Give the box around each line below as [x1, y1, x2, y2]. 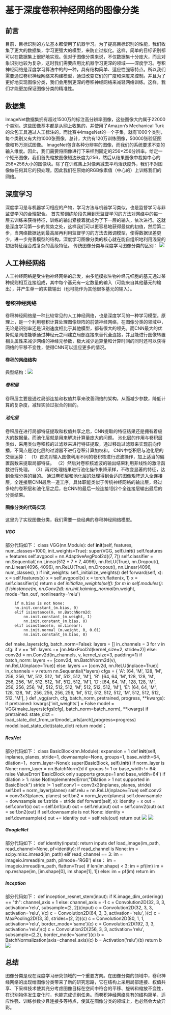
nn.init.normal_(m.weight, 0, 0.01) [23, 628, 101, 633]
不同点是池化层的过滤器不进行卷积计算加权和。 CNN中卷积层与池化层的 [14, 447, 164, 453]
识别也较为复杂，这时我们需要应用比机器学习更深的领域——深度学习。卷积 [9, 60, 166, 66]
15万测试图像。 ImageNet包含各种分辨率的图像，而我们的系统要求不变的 [14, 141, 165, 148]
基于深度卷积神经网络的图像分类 [5, 5, 139, 16]
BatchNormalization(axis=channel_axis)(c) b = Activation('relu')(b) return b [5, 937, 162, 943]
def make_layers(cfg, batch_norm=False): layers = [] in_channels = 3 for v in [5, 641, 165, 647]
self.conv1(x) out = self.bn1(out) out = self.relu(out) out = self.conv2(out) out [5, 803, 164, 809]
